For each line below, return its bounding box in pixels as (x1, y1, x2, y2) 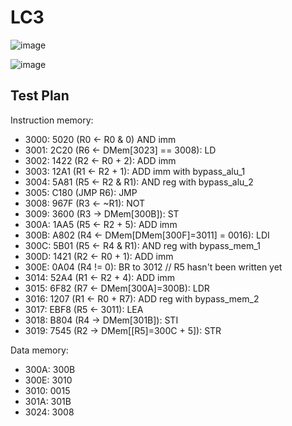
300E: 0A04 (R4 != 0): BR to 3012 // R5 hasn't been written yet (24, 261, 283, 273)
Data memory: (10, 344, 69, 356)
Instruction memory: (10, 114, 94, 126)
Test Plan (10, 87, 70, 105)
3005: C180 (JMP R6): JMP (24, 186, 138, 198)
